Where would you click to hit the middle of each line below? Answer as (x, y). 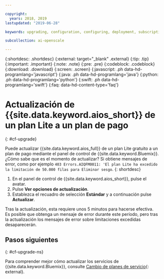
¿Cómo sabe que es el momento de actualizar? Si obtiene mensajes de (76, 159)
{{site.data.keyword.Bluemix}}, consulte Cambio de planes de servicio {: (77, 266)
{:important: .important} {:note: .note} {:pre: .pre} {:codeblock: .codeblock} (80, 64)
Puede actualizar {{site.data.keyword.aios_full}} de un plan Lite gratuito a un (82, 149)
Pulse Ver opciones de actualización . (50, 189)
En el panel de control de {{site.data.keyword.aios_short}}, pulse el (79, 179)
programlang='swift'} (26, 85)
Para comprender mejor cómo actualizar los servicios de (62, 261)
